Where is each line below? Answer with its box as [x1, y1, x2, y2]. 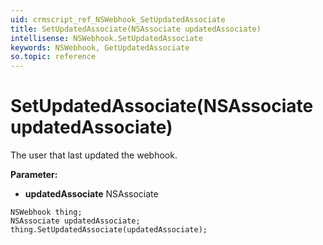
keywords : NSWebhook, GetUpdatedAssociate [10, 42, 190, 53]
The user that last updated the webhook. [10, 149, 178, 161]
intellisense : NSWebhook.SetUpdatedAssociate [10, 33, 203, 43]
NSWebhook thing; [10, 207, 83, 218]
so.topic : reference [10, 52, 97, 62]
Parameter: [10, 169, 58, 181]
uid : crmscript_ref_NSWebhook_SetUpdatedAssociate [10, 14, 226, 25]
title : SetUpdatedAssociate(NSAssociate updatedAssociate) [10, 24, 262, 34]
